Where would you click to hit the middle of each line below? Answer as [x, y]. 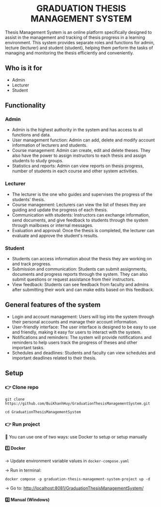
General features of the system [53, 305]
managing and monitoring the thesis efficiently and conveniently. [69, 53]
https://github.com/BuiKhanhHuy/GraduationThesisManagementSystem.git [78, 404]
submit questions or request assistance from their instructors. [73, 279]
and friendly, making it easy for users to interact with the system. [77, 332]
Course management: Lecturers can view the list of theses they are [79, 204]
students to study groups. [38, 161]
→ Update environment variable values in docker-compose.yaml [67, 461]
